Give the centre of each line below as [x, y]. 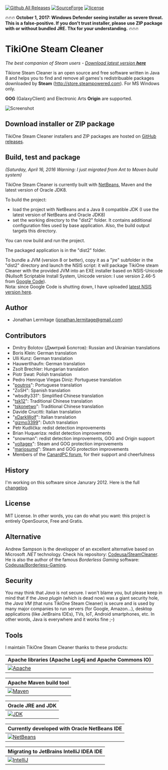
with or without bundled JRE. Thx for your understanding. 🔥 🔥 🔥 [72, 28]
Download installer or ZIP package [60, 124]
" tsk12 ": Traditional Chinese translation [52, 401]
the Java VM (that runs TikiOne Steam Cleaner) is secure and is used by [80, 604]
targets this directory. [35, 231]
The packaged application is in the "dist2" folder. [56, 250]
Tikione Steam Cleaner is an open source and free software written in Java [82, 72]
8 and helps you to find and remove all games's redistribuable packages [80, 78]
